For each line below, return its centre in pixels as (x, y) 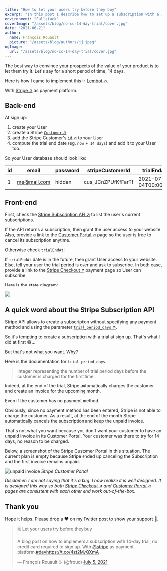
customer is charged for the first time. (56, 376)
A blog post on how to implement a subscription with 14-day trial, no (87, 541)
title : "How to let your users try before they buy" (61, 10)
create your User (30, 127)
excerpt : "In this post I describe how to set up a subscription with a (82, 14)
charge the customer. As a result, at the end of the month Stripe (70, 415)
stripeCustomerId (109, 171)
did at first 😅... (20, 342)
